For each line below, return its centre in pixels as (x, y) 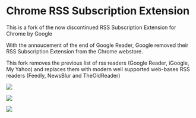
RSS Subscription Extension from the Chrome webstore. (75, 51)
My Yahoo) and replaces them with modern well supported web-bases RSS (98, 69)
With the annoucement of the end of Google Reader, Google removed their (97, 45)
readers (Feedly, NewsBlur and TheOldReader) (63, 75)
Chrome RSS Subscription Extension (98, 11)
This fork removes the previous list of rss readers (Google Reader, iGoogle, (98, 63)
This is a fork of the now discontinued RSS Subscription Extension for (91, 27)
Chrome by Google (29, 33)
